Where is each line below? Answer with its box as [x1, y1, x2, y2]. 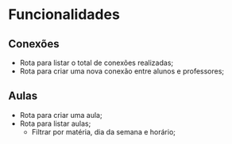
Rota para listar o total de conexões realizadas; [19, 58, 173, 67]
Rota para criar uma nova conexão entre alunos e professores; [19, 66, 225, 76]
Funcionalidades [8, 6, 121, 24]
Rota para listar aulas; [19, 119, 91, 128]
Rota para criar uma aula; [19, 110, 102, 119]
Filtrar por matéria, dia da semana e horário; [31, 127, 176, 136]
